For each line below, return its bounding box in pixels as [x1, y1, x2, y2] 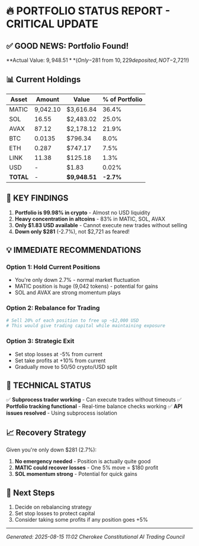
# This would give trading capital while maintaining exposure [6, 323, 166, 329]
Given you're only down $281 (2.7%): [6, 446, 97, 453]
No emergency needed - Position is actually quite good [14, 458, 151, 465]
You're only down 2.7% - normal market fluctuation [14, 277, 140, 284]
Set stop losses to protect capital [14, 510, 96, 517]
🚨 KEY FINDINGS [6, 193, 69, 203]
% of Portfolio [102, 95, 143, 103]
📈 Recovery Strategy [6, 427, 86, 438]
